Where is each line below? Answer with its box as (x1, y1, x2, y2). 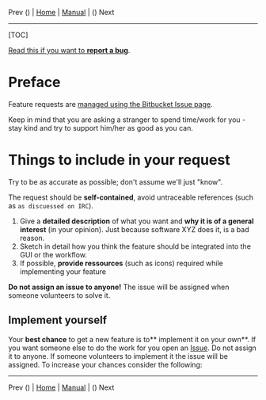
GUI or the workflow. (19, 250, 87, 259)
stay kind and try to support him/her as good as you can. (8, 123, 194, 132)
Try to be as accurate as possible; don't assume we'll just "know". (8, 177, 223, 186)
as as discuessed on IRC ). (8, 200, 93, 210)
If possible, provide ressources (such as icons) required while (19, 258, 224, 268)
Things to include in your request (8, 151, 231, 170)
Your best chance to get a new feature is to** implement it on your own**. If (8, 334, 256, 344)
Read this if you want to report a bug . (8, 46, 131, 55)
